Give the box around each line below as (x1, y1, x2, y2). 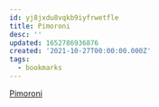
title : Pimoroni (9, 22, 70, 31)
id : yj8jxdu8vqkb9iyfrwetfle (9, 13, 119, 22)
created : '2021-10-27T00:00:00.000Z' (9, 47, 152, 56)
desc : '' (9, 30, 42, 39)
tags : (9, 55, 30, 64)
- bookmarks (17, 64, 63, 73)
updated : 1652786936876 (9, 38, 99, 48)
